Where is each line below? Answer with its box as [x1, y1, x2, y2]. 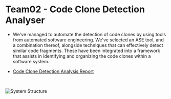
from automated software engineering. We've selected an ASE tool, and [12, 37, 164, 43]
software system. [12, 58, 50, 64]
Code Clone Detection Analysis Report [12, 68, 94, 75]
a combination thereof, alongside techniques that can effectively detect [12, 42, 163, 48]
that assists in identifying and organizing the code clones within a [12, 53, 151, 59]
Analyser [5, 14, 45, 26]
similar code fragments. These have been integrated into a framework [12, 47, 160, 54]
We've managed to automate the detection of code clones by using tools [12, 31, 166, 37]
